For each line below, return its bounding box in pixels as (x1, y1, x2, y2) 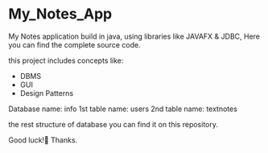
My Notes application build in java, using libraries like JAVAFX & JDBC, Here (8, 31, 260, 41)
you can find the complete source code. (8, 39, 141, 49)
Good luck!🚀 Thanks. (8, 134, 78, 145)
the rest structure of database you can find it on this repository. (8, 119, 219, 129)
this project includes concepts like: (8, 56, 124, 65)
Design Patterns (19, 88, 74, 97)
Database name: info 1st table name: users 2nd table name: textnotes (8, 104, 237, 114)
